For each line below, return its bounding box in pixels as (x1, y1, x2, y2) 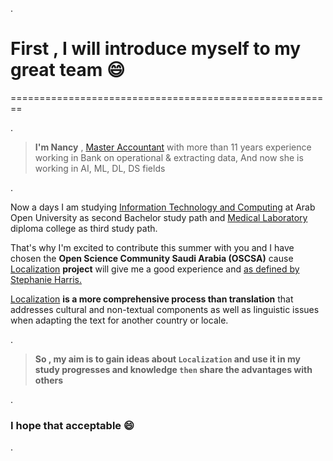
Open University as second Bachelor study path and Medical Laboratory (10, 211, 308, 223)
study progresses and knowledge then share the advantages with (34, 363, 313, 375)
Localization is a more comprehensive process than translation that (10, 293, 294, 305)
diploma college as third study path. (10, 222, 158, 234)
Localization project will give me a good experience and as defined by (10, 263, 300, 275)
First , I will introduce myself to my (10, 38, 302, 60)
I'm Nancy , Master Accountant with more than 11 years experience (34, 141, 312, 153)
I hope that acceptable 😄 (10, 418, 135, 432)
